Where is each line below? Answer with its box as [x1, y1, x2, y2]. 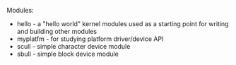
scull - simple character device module [16, 42, 131, 50]
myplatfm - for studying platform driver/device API [16, 35, 164, 43]
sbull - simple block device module [16, 49, 119, 58]
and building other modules [16, 28, 97, 35]
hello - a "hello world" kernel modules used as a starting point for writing [16, 20, 229, 28]
